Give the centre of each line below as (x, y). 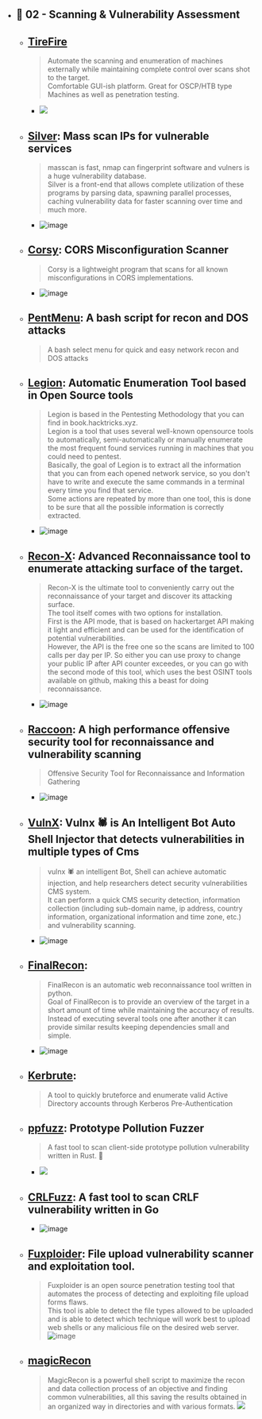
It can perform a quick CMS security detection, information (144, 899)
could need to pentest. (84, 457)
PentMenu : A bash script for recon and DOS (138, 318)
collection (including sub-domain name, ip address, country (145, 908)
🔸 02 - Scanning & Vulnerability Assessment (128, 15)
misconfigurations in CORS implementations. (121, 277)
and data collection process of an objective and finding (137, 1388)
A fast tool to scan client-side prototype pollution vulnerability (148, 1147)
